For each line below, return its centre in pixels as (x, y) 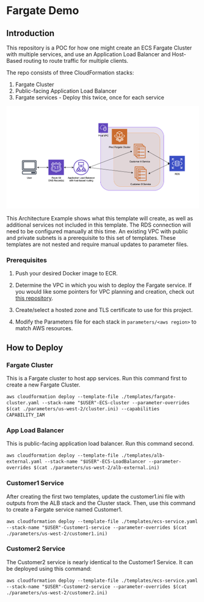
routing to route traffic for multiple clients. (76, 61)
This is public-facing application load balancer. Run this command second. (100, 444)
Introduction (31, 33)
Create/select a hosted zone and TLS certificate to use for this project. (104, 310)
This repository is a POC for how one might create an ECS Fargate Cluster (99, 48)
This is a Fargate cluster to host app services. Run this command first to (97, 378)
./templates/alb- (143, 455)
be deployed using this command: (49, 568)
